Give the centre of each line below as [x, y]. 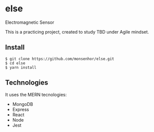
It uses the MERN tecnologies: [36, 94]
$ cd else [15, 63]
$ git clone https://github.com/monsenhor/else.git [60, 59]
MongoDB [23, 104]
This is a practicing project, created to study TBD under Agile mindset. [77, 32]
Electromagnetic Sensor [30, 22]
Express [21, 109]
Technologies [27, 83]
